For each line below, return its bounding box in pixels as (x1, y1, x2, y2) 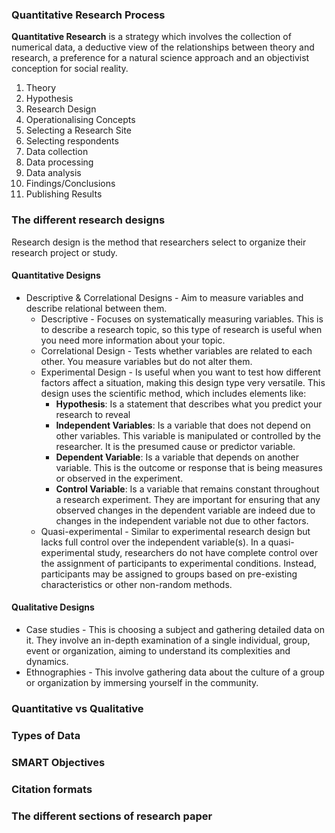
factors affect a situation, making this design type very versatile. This (40, 376, 326, 388)
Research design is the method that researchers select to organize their (11, 236, 307, 248)
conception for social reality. (11, 63, 129, 75)
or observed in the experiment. (55, 472, 184, 484)
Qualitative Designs (11, 601, 95, 613)
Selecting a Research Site (25, 124, 132, 137)
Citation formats (11, 782, 93, 796)
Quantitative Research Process (11, 8, 166, 22)
